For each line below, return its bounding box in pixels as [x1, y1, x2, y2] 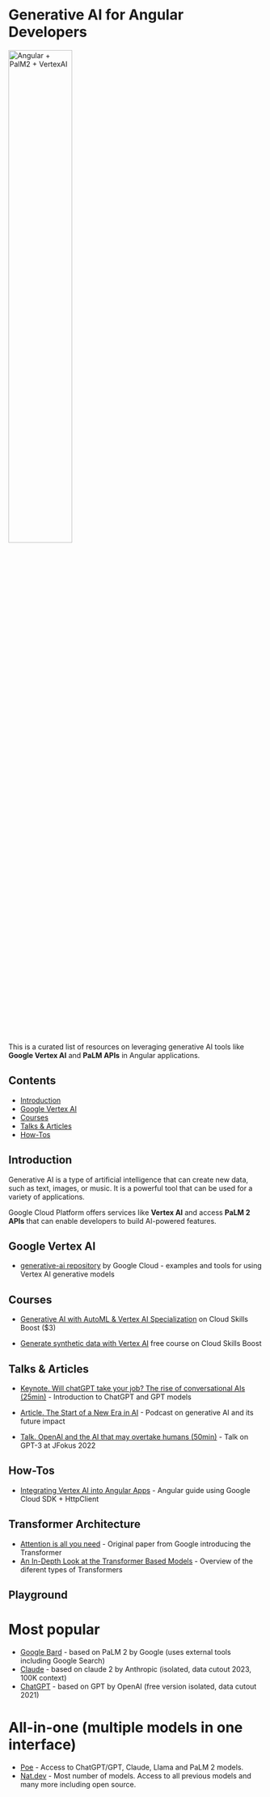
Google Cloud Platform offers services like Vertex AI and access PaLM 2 [8, 1207, 251, 1217]
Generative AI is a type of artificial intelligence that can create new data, [8, 1175, 249, 1184]
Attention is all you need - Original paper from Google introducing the [19, 1538, 251, 1549]
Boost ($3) [19, 1323, 57, 1333]
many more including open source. [19, 1779, 137, 1789]
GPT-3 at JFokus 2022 [19, 1441, 96, 1450]
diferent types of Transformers [19, 1564, 123, 1574]
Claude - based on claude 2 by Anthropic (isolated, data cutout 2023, [19, 1664, 252, 1674]
